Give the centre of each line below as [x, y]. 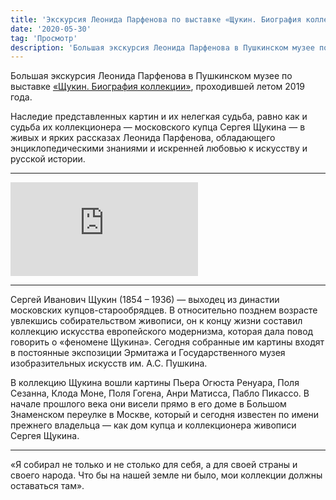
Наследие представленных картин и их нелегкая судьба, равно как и [159, 117]
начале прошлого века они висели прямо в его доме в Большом [148, 404]
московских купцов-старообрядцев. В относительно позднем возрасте [164, 310]
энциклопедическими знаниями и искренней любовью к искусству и [159, 148]
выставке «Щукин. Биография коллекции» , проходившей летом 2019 [158, 87]
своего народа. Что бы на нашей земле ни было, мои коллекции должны [166, 475]
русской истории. [48, 159]
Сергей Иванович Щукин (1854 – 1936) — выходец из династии [145, 300]
